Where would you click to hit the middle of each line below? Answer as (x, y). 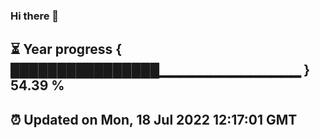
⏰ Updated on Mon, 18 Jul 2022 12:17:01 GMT (154, 119)
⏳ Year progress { (66, 49)
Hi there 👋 (35, 16)
